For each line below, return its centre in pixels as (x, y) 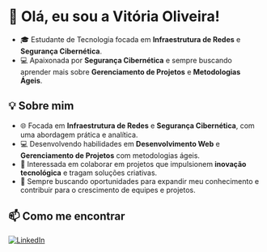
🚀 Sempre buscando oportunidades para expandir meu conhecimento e (140, 181)
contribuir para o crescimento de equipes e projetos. (108, 190)
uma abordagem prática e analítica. (79, 135)
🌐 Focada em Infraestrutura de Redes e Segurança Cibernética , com (137, 126)
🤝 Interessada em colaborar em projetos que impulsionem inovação (133, 164)
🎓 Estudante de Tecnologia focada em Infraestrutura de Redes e (130, 39)
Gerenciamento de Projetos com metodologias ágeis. (110, 155)
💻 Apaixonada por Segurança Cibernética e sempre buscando (126, 60)
